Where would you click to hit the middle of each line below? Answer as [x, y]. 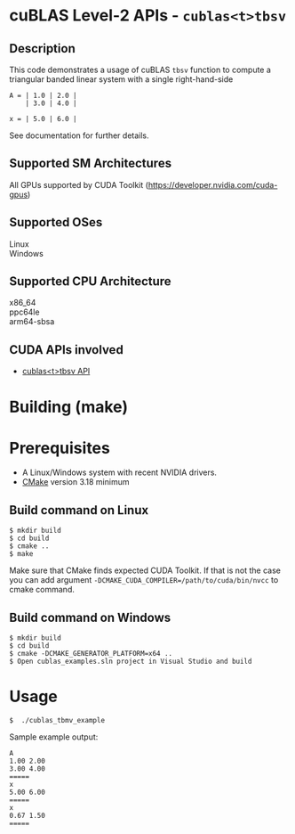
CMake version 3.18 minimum [76, 482]
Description [42, 49]
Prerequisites [60, 448]
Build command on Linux [79, 510]
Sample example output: [54, 737]
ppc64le [24, 312]
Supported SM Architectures [90, 164]
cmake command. [42, 590]
